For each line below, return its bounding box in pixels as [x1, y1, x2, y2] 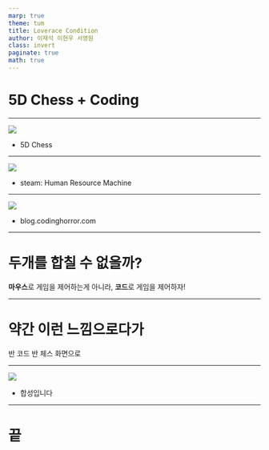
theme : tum [8, 19, 45, 27]
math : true [8, 57, 45, 65]
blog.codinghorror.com [19, 215, 96, 225]
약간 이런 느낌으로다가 [8, 320, 144, 339]
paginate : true [8, 49, 59, 57]
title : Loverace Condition [8, 26, 98, 34]
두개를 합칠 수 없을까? [8, 254, 143, 272]
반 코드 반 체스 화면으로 [8, 348, 82, 358]
